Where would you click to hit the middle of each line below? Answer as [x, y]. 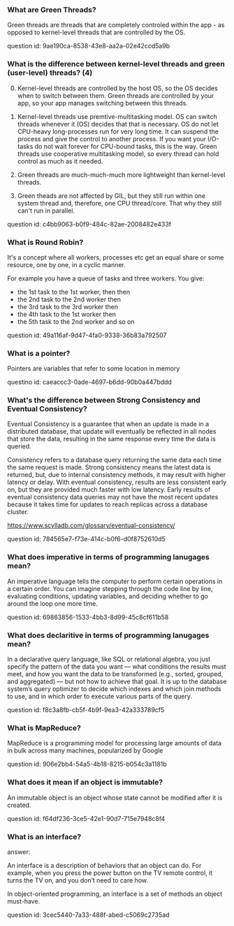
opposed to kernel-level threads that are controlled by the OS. [96, 32]
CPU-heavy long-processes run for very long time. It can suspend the [118, 131]
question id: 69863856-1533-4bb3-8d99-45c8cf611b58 [88, 617]
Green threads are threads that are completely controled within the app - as [116, 25]
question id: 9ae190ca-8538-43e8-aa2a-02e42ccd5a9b [89, 46]
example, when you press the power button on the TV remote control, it [110, 873]
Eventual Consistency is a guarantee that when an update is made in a [108, 424]
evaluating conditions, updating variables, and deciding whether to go [108, 596]
